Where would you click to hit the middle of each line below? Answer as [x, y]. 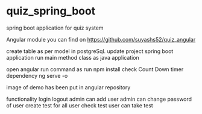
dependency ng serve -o [37, 75]
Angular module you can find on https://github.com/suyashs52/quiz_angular [101, 39]
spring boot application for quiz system [55, 28]
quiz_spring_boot [51, 11]
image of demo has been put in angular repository [68, 87]
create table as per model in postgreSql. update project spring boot [90, 51]
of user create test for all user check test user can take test [80, 105]
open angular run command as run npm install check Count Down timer [95, 69]
